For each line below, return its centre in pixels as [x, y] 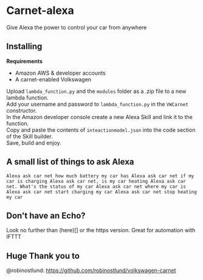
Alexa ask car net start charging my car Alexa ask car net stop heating [102, 192]
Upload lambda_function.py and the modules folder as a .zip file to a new [96, 91]
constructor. [22, 111]
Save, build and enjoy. [34, 143]
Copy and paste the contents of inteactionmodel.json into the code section [101, 130]
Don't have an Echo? [46, 215]
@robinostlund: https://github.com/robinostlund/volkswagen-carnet [91, 270]
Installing [24, 46]
